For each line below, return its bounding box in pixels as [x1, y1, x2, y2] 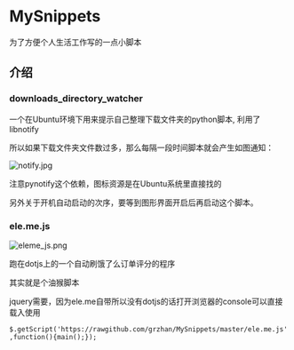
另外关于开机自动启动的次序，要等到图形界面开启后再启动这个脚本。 [9, 197, 258, 208]
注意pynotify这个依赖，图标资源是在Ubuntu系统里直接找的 [9, 178, 222, 188]
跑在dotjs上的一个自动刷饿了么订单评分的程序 [9, 258, 176, 268]
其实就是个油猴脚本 [9, 277, 80, 288]
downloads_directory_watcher [9, 92, 144, 105]
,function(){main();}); [9, 332, 98, 341]
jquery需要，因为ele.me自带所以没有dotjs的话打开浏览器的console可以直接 [9, 296, 283, 306]
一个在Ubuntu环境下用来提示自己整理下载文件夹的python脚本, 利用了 [9, 114, 261, 124]
